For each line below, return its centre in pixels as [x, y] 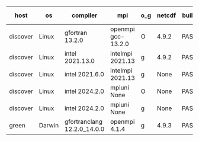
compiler [85, 15]
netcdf [166, 15]
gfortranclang [83, 122]
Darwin [49, 125]
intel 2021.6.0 [84, 74]
